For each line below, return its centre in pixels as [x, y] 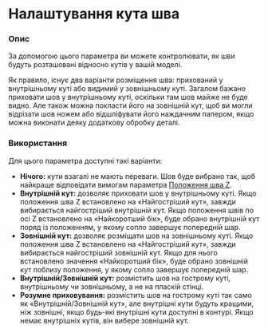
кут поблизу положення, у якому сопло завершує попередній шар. [134, 269]
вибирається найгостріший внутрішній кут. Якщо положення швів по [136, 210]
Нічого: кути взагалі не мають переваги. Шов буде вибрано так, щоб [138, 176]
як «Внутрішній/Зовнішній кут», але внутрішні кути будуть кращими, [137, 303]
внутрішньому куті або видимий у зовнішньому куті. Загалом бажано [127, 89]
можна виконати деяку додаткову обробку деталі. [94, 123]
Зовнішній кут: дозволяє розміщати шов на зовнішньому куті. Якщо [136, 236]
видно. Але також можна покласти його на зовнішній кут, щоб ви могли [130, 105]
